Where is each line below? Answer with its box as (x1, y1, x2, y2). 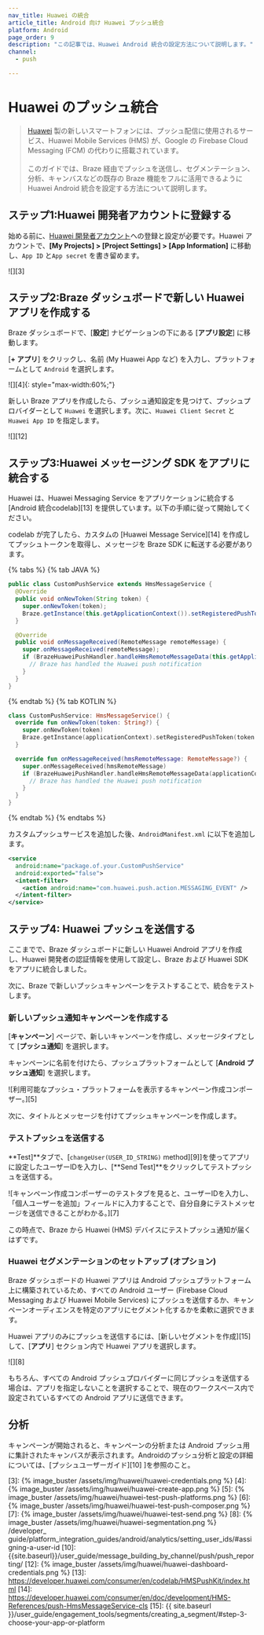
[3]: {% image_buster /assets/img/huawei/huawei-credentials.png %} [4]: (8, 1476, 247, 1485)
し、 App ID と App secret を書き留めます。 (8, 251, 144, 260)
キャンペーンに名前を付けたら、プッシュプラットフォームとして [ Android (8, 1058, 246, 1068)
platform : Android (8, 26, 68, 34)
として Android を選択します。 (21, 365, 119, 374)
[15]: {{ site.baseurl (149, 1600, 212, 1611)
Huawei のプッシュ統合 (8, 99, 159, 116)
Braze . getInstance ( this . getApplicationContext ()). (22, 610, 192, 618)
